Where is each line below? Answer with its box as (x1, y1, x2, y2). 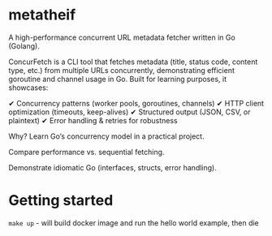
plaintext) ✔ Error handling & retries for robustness (8, 115, 178, 125)
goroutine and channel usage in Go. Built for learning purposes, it (8, 74, 227, 84)
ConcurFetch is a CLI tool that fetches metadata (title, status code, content (8, 57, 258, 67)
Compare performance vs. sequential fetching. (8, 147, 165, 157)
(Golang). (8, 41, 41, 50)
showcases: (8, 83, 49, 92)
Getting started (8, 191, 114, 210)
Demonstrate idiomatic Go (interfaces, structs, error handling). (8, 162, 217, 172)
